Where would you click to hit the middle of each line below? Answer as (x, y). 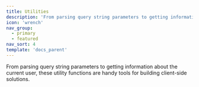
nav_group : (20, 28)
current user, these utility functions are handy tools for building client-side (97, 73)
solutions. (18, 79)
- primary (23, 34)
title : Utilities (28, 11)
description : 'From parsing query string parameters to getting (87, 17)
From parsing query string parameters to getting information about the (92, 66)
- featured (25, 39)
